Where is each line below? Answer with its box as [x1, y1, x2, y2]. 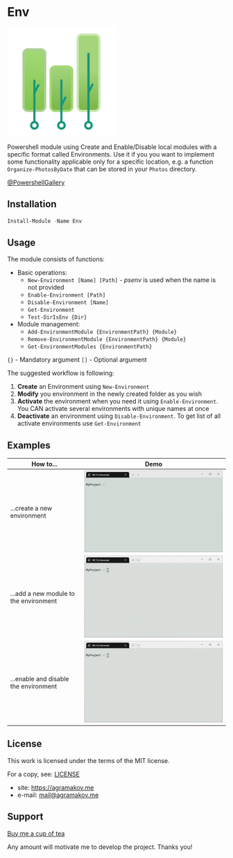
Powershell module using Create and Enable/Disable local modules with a [7, 143, 217, 151]
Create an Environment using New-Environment [17, 383, 150, 391]
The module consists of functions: [7, 255, 105, 263]
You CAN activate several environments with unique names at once [17, 405, 209, 413]
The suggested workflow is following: [7, 369, 114, 378]
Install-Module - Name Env [7, 218, 82, 225]
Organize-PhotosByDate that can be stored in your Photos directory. [7, 164, 198, 173]
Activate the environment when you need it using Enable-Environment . [17, 397, 218, 405]
